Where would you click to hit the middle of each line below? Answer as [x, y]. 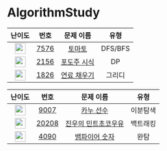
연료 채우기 [77, 75]
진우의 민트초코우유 [95, 124]
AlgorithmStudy [54, 13]
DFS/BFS [115, 49]
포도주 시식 [77, 62]
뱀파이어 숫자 [95, 137]
